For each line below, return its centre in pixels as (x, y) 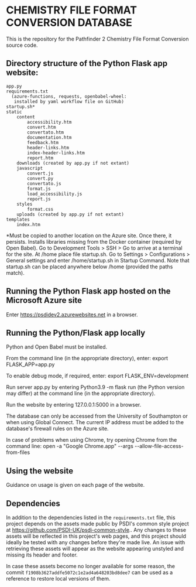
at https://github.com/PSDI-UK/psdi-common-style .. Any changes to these (96, 530)
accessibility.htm (49, 122)
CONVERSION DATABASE (69, 23)
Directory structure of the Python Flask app (87, 64)
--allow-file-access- (159, 446)
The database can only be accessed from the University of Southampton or (97, 416)
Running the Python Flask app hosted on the (88, 291)
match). (15, 272)
